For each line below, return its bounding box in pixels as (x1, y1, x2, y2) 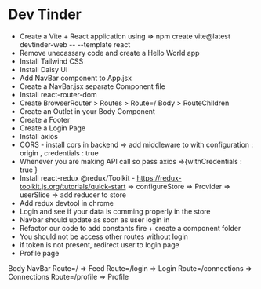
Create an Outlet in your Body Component (19, 106, 155, 115)
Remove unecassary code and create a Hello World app (19, 48, 200, 57)
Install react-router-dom (19, 90, 98, 99)
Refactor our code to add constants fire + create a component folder (19, 223, 241, 232)
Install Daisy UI (19, 64, 68, 74)
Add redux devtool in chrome (19, 198, 114, 207)
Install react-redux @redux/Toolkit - (19, 173, 136, 182)
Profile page (19, 248, 60, 258)
